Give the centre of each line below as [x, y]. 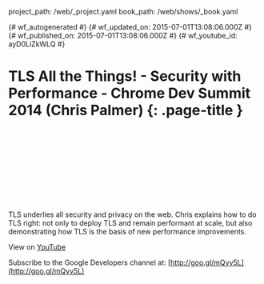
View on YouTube [37, 246]
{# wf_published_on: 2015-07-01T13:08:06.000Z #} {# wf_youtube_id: [123, 36]
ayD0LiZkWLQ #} [37, 44]
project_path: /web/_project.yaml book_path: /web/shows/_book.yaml [123, 12]
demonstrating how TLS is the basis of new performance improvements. [127, 231]
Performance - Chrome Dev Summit [130, 93]
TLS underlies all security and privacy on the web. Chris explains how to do [132, 214]
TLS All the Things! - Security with [125, 76]
